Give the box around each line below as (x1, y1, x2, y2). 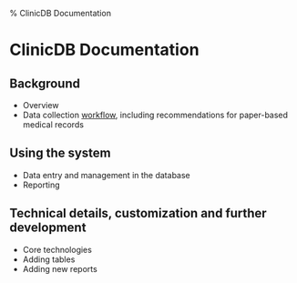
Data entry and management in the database (22, 169, 191, 180)
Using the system (9, 146, 111, 161)
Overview (22, 100, 59, 110)
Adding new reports (22, 263, 97, 274)
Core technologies (22, 244, 93, 255)
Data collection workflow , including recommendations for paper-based (22, 109, 289, 120)
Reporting (22, 179, 61, 190)
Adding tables (22, 254, 76, 265)
